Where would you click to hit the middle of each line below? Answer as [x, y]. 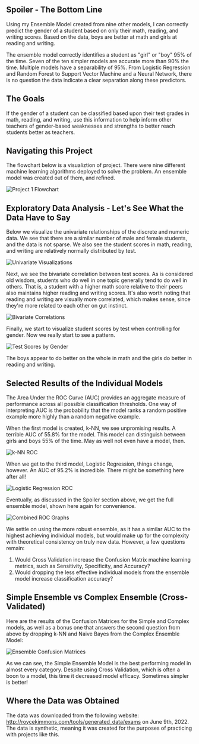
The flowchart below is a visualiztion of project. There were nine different [96, 165]
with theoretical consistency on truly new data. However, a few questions [96, 542]
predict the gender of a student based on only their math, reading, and [92, 30]
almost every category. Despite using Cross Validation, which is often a [93, 669]
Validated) [26, 607]
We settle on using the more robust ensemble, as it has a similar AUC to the [99, 529]
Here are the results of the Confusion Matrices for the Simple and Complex [98, 621]
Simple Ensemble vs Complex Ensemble [82, 598]
